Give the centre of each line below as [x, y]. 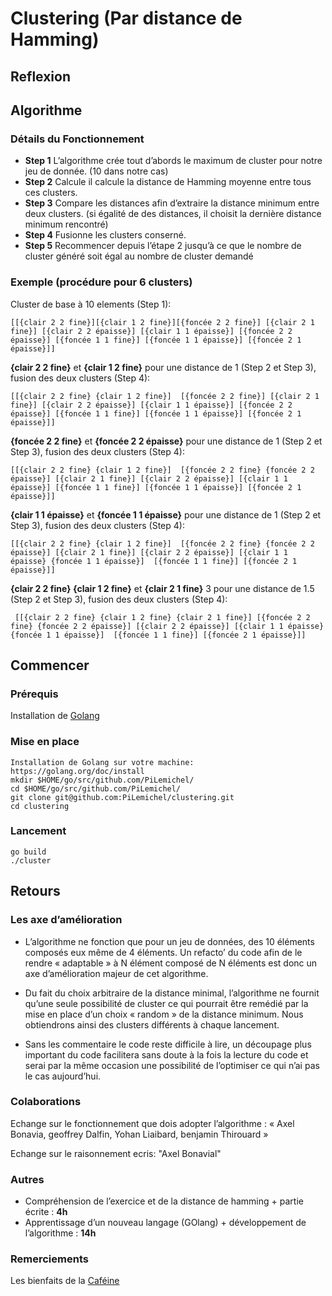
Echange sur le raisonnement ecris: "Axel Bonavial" [116, 1153]
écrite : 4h [46, 1212]
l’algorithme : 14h [60, 1233]
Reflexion [41, 76]
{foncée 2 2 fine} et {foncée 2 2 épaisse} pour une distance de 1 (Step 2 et [166, 441]
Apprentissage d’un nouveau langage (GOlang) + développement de [165, 1223]
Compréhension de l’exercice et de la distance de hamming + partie [164, 1201]
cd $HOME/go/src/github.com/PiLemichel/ [96, 788]
